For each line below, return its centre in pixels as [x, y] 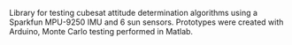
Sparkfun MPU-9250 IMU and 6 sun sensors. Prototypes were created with [146, 22]
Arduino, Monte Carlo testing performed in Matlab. [101, 31]
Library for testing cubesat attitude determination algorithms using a [134, 13]
